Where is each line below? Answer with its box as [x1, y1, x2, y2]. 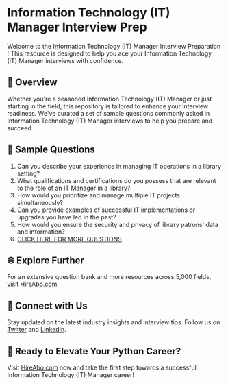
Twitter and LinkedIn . [7, 326, 66, 334]
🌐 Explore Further [7, 254, 84, 266]
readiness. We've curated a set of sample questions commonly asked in [7, 109, 210, 117]
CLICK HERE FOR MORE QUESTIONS [16, 234, 122, 243]
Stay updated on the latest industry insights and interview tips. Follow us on [7, 318, 220, 326]
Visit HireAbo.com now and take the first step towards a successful [7, 363, 197, 372]
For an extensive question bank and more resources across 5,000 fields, [7, 273, 212, 281]
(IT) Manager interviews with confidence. [7, 56, 124, 64]
